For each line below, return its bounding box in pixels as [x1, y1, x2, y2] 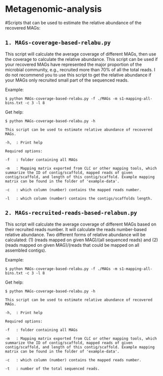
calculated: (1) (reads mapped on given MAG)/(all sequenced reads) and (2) [5, 237, 158, 243]
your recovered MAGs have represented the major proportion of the [5, 61, 142, 67]
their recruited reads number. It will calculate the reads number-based [5, 226, 147, 232]
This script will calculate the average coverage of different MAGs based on [5, 221, 157, 227]
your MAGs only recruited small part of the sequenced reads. [5, 77, 129, 83]
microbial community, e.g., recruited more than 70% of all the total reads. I [5, 66, 156, 72]
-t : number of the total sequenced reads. [5, 366, 100, 371]
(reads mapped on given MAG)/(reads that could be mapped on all [5, 242, 139, 248]
